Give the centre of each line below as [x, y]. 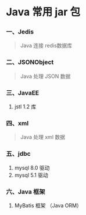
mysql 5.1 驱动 [31, 175]
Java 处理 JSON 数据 [45, 76]
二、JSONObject [30, 62]
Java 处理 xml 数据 [43, 137]
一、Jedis [20, 32]
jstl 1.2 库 [25, 107]
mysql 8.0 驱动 [32, 168]
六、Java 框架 [26, 192]
